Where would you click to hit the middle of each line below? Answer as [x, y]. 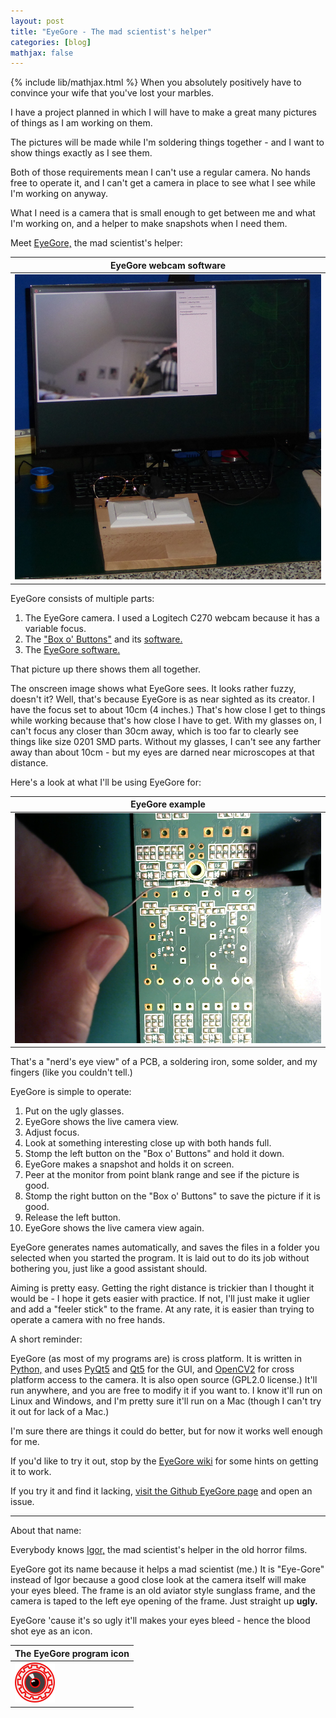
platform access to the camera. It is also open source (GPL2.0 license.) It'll [164, 1380]
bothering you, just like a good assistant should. [109, 1269]
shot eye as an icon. [51, 1631]
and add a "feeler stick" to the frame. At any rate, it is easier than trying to [162, 1309]
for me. [25, 1442]
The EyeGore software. [72, 649]
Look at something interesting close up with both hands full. [148, 1143]
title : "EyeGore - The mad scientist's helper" [111, 31]
